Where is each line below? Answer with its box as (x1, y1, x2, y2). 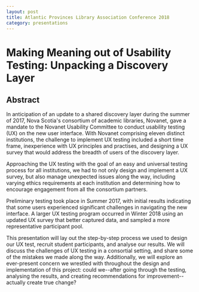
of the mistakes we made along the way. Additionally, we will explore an (6, 254, 183, 261)
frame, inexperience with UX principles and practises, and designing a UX (6, 142, 188, 150)
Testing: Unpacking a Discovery (6, 58, 169, 72)
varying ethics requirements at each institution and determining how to (6, 180, 180, 187)
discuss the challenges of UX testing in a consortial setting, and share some (6, 247, 193, 254)
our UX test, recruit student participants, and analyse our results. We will (6, 241, 185, 248)
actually (6, 279, 26, 286)
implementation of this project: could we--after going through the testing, (6, 266, 187, 273)
